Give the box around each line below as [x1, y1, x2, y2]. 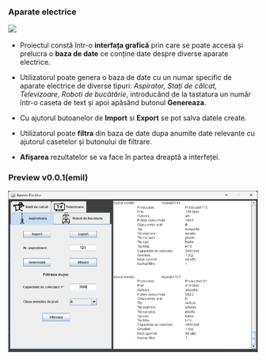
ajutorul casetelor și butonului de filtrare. [19, 137, 152, 146]
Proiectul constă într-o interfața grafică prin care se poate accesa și [19, 40, 244, 50]
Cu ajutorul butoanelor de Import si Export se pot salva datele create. [19, 113, 247, 123]
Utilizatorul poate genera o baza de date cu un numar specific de [19, 73, 232, 82]
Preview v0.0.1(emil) [8, 172, 89, 184]
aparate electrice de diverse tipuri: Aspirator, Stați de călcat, [19, 81, 218, 91]
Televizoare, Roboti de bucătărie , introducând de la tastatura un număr [19, 89, 252, 99]
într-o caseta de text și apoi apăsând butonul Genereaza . [19, 98, 207, 108]
